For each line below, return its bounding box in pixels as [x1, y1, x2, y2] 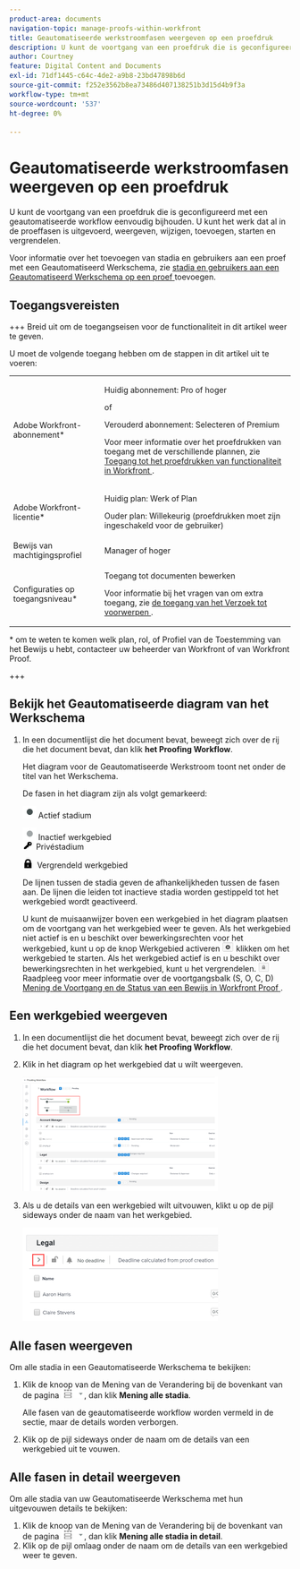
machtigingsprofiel [12, 550, 82, 561]
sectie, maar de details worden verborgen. [21, 1417, 179, 1428]
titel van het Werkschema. [21, 770, 119, 781]
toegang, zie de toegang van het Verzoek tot [104, 596, 268, 608]
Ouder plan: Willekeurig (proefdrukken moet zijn [104, 510, 281, 521]
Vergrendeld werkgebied [37, 860, 129, 870]
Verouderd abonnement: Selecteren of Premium [104, 419, 279, 430]
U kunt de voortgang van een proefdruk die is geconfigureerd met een [9, 207, 268, 218]
